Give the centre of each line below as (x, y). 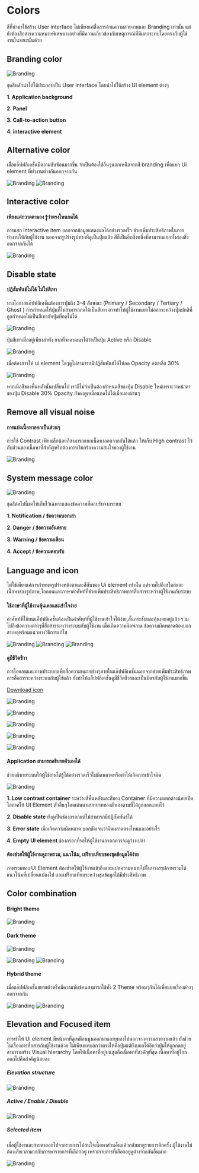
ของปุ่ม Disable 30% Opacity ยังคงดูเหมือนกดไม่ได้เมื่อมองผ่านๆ (73, 393)
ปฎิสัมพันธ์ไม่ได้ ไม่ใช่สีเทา (32, 289)
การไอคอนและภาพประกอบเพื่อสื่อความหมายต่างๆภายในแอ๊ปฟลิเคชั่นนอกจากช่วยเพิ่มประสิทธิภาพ (99, 671)
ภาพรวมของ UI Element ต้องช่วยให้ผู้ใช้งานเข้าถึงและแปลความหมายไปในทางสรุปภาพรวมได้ (97, 868)
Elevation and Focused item (59, 1024)
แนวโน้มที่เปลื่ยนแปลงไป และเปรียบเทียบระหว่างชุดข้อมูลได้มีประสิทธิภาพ (76, 874)
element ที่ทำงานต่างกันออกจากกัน (42, 171)
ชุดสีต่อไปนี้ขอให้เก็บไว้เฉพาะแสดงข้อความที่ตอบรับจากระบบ (64, 504)
